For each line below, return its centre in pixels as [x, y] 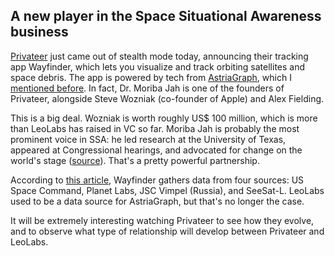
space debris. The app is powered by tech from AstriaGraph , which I [151, 77]
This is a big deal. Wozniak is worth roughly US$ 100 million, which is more [164, 118]
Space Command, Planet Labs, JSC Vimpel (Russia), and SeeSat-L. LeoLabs [167, 190]
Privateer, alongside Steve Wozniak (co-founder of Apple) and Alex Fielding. [167, 98]
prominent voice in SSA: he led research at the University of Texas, [148, 139]
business [39, 32]
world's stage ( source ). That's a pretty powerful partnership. [135, 160]
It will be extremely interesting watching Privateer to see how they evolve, [162, 220]
